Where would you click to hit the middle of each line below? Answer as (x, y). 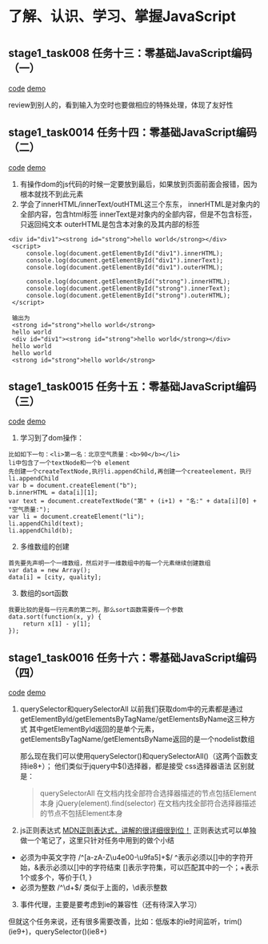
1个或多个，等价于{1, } (56, 877)
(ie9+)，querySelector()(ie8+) (58, 932)
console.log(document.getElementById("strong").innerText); (128, 288)
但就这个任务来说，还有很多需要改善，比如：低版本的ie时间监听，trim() (125, 922)
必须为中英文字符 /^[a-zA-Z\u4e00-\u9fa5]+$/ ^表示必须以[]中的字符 (133, 857)
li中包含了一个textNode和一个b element (69, 463)
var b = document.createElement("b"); (73, 486)
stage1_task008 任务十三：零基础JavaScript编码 (130, 53)
